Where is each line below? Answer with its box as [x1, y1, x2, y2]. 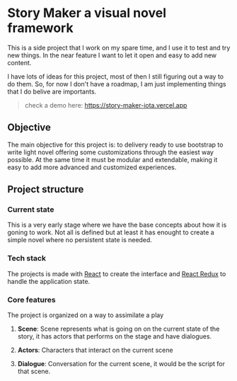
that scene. [17, 367, 51, 376]
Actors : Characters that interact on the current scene [17, 346, 173, 355]
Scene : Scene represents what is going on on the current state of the [17, 324, 220, 334]
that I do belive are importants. [7, 87, 97, 96]
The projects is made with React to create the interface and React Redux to [7, 269, 226, 278]
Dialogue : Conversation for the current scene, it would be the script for [17, 360, 225, 368]
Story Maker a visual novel [7, 5, 166, 21]
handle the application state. [7, 277, 91, 285]
